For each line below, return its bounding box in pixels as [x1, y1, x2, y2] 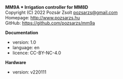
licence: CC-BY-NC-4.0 [12, 50, 61, 56]
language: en [12, 45, 40, 50]
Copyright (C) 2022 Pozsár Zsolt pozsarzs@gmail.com [5, 9, 118, 15]
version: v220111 [12, 69, 46, 75]
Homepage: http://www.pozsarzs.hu [5, 15, 80, 20]
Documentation [5, 30, 38, 35]
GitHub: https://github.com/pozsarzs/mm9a [5, 20, 95, 26]
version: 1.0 [12, 39, 36, 45]
